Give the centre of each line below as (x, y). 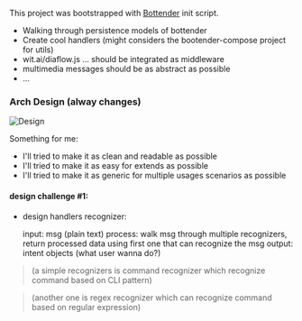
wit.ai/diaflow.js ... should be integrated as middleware (124, 59)
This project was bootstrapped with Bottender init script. (114, 13)
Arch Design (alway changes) (75, 101)
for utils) (38, 50)
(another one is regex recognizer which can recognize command (151, 298)
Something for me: (44, 139)
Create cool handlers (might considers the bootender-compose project (154, 40)
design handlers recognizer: (75, 216)
